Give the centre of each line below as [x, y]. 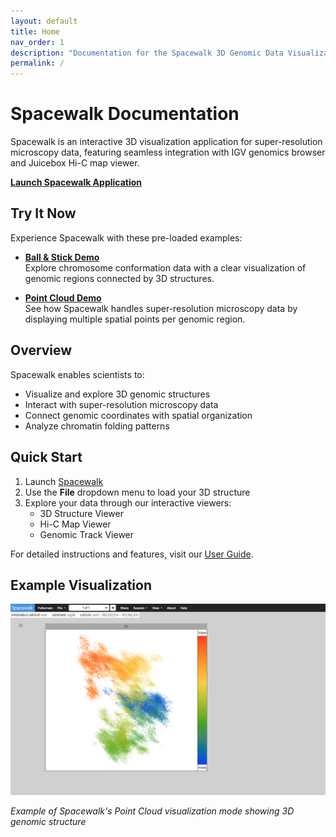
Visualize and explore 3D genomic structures [117, 394]
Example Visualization [81, 585]
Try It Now [43, 213]
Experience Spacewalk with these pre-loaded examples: [126, 237]
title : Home [35, 31]
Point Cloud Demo [63, 297]
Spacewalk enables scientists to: [77, 374]
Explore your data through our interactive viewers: [128, 502]
